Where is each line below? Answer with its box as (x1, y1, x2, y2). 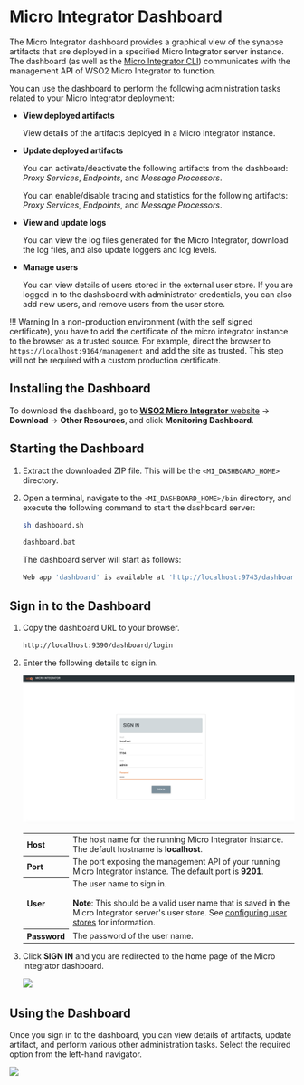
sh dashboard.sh (22, 520, 84, 529)
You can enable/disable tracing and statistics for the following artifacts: (22, 189, 288, 200)
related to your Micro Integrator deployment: (9, 92, 175, 103)
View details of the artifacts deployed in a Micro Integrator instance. (22, 127, 276, 138)
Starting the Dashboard (9, 441, 145, 457)
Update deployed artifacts (22, 145, 124, 156)
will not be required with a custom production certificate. (9, 354, 221, 365)
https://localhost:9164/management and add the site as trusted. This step (9, 344, 284, 355)
